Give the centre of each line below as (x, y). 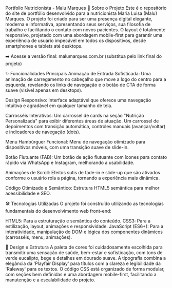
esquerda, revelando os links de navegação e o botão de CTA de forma (81, 85)
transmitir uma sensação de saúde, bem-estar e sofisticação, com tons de (84, 253)
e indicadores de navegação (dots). (43, 132)
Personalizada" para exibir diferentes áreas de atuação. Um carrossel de (82, 121)
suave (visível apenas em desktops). (44, 90)
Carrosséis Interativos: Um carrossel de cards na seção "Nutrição (75, 116)
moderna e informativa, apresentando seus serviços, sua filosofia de (78, 24)
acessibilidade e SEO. (28, 193)
